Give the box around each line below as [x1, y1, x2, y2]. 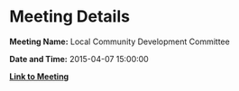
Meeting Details [9, 6, 131, 27]
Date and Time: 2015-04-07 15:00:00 [9, 53, 149, 64]
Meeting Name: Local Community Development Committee [9, 36, 230, 47]
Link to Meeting [9, 70, 69, 82]
